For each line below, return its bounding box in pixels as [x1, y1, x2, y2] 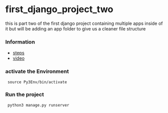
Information [5, 38, 35, 45]
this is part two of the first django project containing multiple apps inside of [5, 20, 163, 26]
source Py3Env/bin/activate [7, 80, 67, 85]
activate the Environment [5, 68, 69, 75]
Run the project [5, 91, 44, 98]
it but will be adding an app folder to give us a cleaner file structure [5, 25, 146, 31]
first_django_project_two [5, 4, 114, 15]
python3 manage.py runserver [7, 102, 70, 107]
